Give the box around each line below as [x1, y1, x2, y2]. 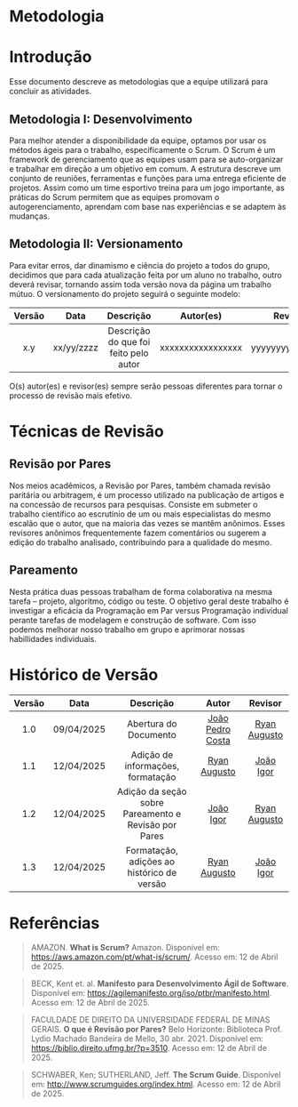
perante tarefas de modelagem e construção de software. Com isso [9, 614, 257, 625]
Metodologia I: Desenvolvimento [9, 111, 193, 126]
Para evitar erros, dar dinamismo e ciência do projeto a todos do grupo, [9, 260, 271, 270]
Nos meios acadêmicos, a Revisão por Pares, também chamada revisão [9, 480, 271, 491]
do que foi [107, 335, 151, 348]
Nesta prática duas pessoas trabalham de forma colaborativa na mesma [9, 586, 273, 597]
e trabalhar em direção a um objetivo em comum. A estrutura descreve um [9, 163, 281, 174]
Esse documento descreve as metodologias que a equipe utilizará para [9, 76, 269, 87]
